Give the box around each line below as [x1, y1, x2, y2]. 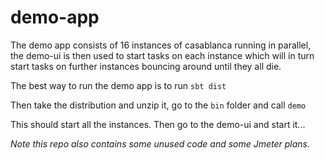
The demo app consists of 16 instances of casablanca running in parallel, [10, 39, 312, 51]
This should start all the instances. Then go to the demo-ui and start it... [10, 118, 306, 130]
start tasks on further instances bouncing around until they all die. [10, 60, 282, 72]
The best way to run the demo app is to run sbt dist [10, 79, 227, 91]
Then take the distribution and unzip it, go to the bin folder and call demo [10, 99, 307, 111]
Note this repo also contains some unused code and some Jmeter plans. [10, 137, 311, 150]
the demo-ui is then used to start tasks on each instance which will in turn [10, 49, 315, 61]
